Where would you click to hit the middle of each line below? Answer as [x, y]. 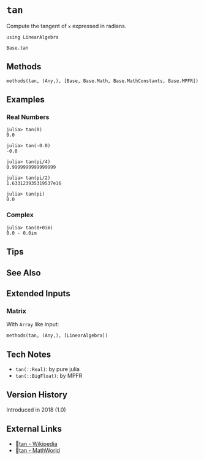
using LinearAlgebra [33, 37]
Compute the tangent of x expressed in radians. [66, 26]
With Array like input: [33, 324]
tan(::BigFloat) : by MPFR [49, 376]
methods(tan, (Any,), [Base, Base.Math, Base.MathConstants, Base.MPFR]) [103, 81]
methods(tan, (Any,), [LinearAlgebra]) [57, 335]
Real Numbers [28, 117]
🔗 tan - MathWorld [37, 450]
